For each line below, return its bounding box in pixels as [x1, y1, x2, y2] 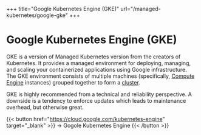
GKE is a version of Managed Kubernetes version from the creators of [6, 53, 181, 60]
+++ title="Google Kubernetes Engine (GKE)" [6, 5, 120, 12]
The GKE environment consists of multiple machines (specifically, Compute [6, 72, 195, 80]
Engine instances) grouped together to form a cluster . [6, 78, 141, 86]
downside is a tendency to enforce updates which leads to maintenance [6, 97, 186, 104]
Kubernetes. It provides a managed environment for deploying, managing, [6, 59, 191, 66]
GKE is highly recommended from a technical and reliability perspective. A [6, 91, 192, 98]
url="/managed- [120, 5, 161, 12]
